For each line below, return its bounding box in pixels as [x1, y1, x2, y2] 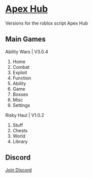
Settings [12, 102, 30, 108]
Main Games [5, 35, 46, 44]
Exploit [12, 69, 27, 75]
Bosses [12, 91, 28, 97]
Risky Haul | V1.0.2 [5, 112, 44, 118]
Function [12, 75, 32, 81]
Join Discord [5, 167, 32, 173]
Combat [12, 64, 29, 70]
